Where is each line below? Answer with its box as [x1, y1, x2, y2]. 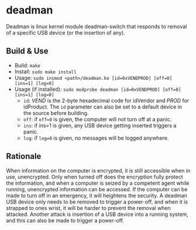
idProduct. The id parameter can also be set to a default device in [23, 103, 183, 110]
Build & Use [6, 46, 49, 56]
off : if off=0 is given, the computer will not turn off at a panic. [23, 116, 172, 123]
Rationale [6, 151, 42, 161]
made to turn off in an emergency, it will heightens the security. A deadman [6, 192, 187, 199]
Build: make [14, 62, 41, 69]
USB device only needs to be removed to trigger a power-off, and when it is [6, 198, 188, 205]
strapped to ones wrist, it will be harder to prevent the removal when [6, 204, 171, 211]
